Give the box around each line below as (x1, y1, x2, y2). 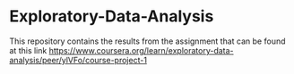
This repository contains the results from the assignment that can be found (9, 36, 286, 46)
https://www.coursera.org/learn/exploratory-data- (48, 45, 235, 55)
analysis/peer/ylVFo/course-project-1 (9, 54, 148, 65)
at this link (9, 45, 48, 55)
